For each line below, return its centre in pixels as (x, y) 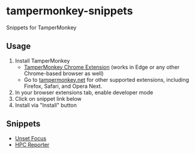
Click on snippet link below (48, 98)
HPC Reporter (32, 144)
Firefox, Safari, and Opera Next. (63, 86)
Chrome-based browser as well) (64, 73)
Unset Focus (31, 138)
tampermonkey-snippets (70, 11)
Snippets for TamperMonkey (41, 27)
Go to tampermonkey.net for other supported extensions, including (106, 79)
